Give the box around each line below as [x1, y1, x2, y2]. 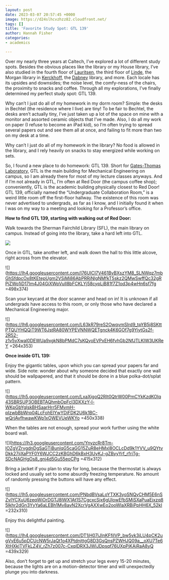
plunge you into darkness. [5, 568, 59, 574]
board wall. [5, 430, 29, 436]
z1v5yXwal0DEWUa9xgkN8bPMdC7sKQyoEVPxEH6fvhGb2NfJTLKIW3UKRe [5, 337, 164, 343]
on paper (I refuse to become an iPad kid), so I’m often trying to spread [5, 121, 152, 127]
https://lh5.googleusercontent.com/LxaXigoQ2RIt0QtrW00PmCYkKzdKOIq [7, 393, 161, 399]
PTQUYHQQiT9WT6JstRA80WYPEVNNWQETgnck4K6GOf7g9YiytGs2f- [5, 327, 154, 333]
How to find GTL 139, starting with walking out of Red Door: [5, 215, 132, 221]
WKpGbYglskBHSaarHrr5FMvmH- [5, 404, 75, 410]
